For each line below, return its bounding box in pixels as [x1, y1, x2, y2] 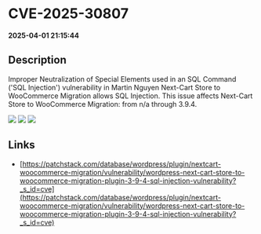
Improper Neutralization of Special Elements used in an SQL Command [8, 74, 237, 83]
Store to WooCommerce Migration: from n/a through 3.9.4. [8, 99, 198, 108]
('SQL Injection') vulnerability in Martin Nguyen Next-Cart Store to [8, 82, 221, 92]
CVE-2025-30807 [8, 5, 129, 23]
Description [8, 53, 67, 67]
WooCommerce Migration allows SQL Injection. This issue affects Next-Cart [8, 91, 253, 101]
